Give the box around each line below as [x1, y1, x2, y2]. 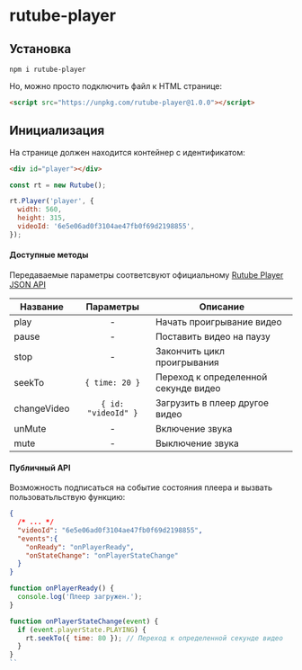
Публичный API [9, 462, 71, 473]
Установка [9, 41, 72, 57]
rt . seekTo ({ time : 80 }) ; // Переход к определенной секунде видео [25, 633, 283, 643]
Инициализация [9, 123, 105, 138]
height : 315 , [17, 213, 67, 223]
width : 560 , [17, 205, 63, 214]
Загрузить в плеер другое [155, 397, 270, 409]
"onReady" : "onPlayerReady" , [25, 542, 135, 551]
